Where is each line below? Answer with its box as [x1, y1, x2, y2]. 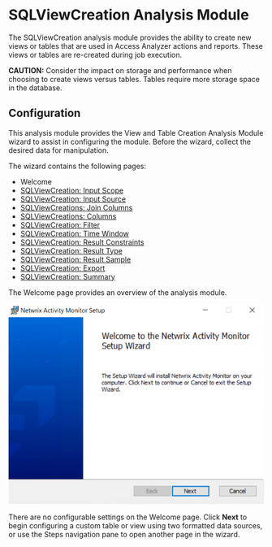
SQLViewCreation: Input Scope [19, 185, 124, 195]
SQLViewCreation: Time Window [19, 228, 130, 238]
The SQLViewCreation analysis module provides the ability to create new [8, 33, 252, 42]
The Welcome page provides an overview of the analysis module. [8, 287, 227, 297]
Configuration [8, 106, 81, 120]
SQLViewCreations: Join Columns [19, 202, 133, 212]
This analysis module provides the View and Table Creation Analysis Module [8, 128, 264, 137]
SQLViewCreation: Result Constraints [19, 237, 145, 247]
